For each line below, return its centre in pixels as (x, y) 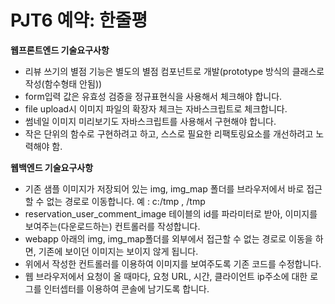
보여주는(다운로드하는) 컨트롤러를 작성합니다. (112, 226)
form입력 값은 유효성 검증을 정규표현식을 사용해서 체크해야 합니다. (153, 96)
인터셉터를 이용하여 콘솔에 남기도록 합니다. (126, 288)
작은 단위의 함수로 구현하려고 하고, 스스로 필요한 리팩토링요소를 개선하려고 (169, 133)
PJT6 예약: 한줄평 (79, 20)
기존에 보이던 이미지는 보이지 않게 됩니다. (118, 251)
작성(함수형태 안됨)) (63, 83)
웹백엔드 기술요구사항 (52, 167)
